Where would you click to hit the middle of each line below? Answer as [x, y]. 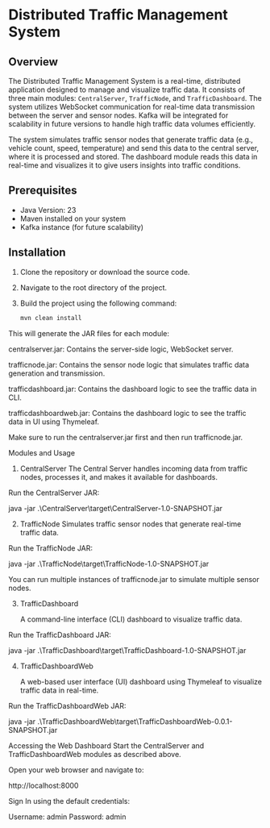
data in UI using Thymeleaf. [54, 422]
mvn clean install [51, 318]
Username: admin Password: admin [67, 817]
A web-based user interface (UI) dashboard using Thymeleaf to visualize [141, 681]
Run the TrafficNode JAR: [51, 548]
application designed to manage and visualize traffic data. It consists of [127, 89]
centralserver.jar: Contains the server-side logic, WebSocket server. [121, 349]
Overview [33, 62]
